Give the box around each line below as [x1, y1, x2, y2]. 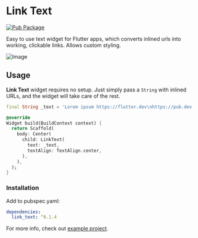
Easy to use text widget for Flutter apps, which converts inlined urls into [6, 35, 181, 42]
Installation [6, 184, 40, 192]
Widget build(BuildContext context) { [6, 120, 102, 126]
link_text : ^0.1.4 [11, 214, 58, 220]
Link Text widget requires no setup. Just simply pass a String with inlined [6, 86, 187, 93]
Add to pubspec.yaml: [6, 197, 60, 204]
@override [6, 115, 31, 120]
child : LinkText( [21, 137, 65, 143]
